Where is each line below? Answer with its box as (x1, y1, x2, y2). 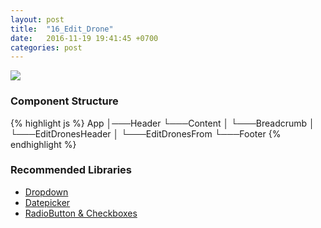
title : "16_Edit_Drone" (10, 24, 114, 34)
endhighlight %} (10, 138, 77, 150)
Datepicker (24, 196, 71, 208)
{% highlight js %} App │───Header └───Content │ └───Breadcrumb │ (10, 117, 315, 129)
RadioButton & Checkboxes (24, 207, 138, 219)
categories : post (10, 42, 83, 53)
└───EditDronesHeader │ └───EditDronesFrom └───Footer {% (10, 127, 282, 140)
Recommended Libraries (10, 163, 132, 177)
